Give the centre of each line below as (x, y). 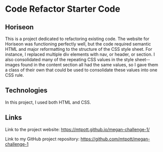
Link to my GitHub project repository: (42, 139)
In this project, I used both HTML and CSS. (48, 102)
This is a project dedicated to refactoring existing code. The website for (77, 39)
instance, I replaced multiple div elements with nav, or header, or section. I (80, 54)
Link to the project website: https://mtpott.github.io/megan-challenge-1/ (78, 129)
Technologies (26, 91)
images (12, 65)
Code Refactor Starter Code (63, 9)
